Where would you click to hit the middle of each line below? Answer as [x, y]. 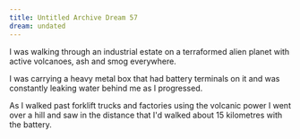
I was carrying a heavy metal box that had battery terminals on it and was [145, 78]
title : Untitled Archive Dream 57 [74, 17]
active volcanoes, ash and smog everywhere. [93, 61]
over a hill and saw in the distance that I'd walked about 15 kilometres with [146, 115]
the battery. [30, 124]
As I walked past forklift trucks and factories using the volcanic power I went [150, 105]
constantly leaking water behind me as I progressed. [106, 88]
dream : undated [38, 26]
